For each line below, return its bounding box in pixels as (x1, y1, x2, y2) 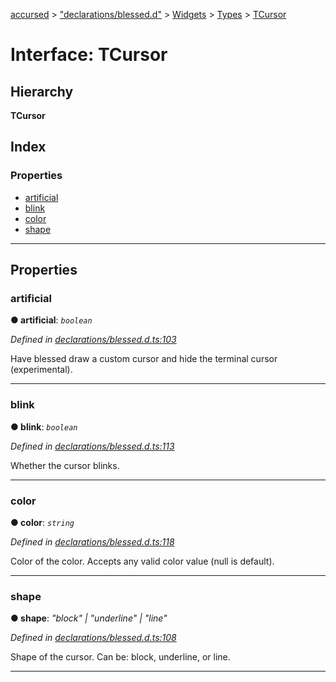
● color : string (10, 516, 75, 528)
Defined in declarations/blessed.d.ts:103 (10, 334, 177, 346)
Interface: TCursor (10, 44, 168, 66)
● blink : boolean (10, 420, 78, 433)
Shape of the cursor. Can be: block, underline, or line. (10, 651, 231, 663)
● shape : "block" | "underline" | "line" (10, 612, 168, 624)
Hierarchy (10, 83, 74, 100)
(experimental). (10, 364, 73, 376)
